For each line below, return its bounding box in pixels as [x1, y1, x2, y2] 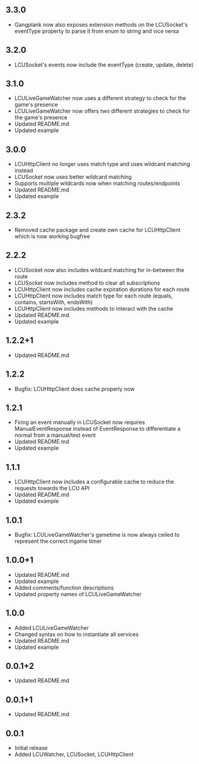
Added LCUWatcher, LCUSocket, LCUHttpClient [14, 751, 134, 758]
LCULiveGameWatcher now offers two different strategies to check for [14, 107, 190, 115]
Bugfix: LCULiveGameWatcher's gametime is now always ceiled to [14, 531, 180, 538]
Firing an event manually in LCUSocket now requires [14, 419, 145, 426]
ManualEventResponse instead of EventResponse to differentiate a [14, 425, 181, 433]
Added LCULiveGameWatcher [14, 624, 89, 631]
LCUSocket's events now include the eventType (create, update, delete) [14, 61, 194, 68]
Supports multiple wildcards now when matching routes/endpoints [14, 180, 180, 187]
